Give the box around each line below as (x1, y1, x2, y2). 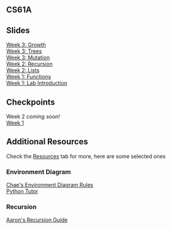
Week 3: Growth (6, 41, 46, 49)
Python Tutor (6, 188, 38, 195)
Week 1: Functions (6, 73, 52, 81)
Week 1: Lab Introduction (6, 79, 68, 87)
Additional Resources (6, 136, 88, 147)
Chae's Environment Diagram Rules (6, 182, 94, 189)
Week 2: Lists (6, 67, 40, 74)
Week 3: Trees (6, 47, 42, 55)
